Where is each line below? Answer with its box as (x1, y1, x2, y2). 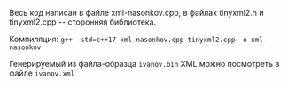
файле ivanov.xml (9, 68, 75, 78)
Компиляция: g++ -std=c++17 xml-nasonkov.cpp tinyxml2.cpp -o (9, 34, 248, 44)
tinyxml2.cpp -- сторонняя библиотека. (9, 17, 157, 27)
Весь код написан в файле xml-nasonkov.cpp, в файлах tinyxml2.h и (9, 8, 264, 18)
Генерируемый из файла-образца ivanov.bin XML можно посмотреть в (9, 59, 280, 69)
